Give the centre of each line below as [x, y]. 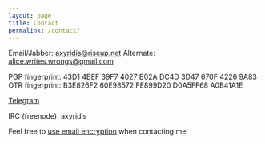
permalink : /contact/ [44, 30]
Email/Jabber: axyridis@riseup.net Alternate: [82, 53]
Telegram [24, 101]
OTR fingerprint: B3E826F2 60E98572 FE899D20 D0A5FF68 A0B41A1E [126, 85]
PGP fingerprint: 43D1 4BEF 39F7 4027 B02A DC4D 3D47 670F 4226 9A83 [133, 77]
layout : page [30, 16]
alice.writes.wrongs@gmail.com [61, 61]
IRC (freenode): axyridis [48, 116]
